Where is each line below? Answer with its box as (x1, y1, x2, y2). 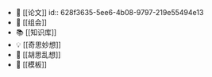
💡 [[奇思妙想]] (15, 40, 61, 49)
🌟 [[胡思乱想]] (15, 50, 61, 59)
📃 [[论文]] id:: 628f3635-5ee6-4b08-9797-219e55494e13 (15, 8, 204, 17)
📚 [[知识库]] (15, 28, 57, 37)
